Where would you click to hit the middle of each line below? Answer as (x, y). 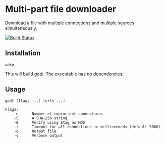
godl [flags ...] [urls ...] (35, 101)
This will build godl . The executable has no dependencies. (64, 74)
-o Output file (35, 131)
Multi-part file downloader (61, 9)
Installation (23, 53)
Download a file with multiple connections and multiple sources (70, 23)
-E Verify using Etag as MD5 (50, 122)
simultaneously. (21, 28)
